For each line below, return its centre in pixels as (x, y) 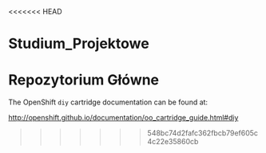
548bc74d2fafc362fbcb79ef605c (202, 133)
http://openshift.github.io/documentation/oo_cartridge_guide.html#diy (123, 118)
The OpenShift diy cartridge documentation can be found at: (108, 102)
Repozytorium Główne (84, 80)
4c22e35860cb (173, 142)
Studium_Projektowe (79, 44)
